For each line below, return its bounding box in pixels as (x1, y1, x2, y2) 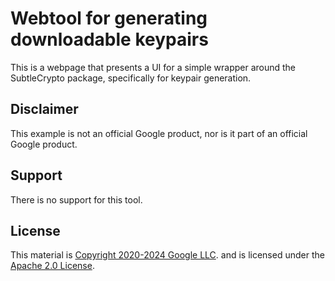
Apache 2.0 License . (10, 260, 95, 272)
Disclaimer (10, 101, 79, 118)
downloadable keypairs (10, 28, 209, 51)
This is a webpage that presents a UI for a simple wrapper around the (10, 61, 297, 73)
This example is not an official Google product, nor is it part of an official (10, 127, 308, 139)
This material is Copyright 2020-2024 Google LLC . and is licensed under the (10, 249, 325, 261)
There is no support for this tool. (10, 193, 143, 206)
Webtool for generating (10, 7, 208, 30)
